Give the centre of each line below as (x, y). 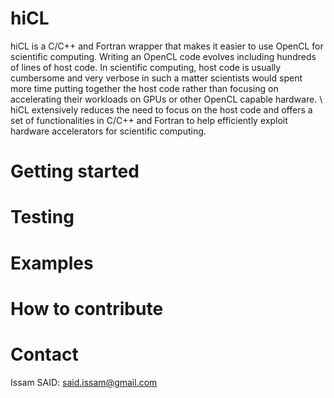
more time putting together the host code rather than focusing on (144, 88)
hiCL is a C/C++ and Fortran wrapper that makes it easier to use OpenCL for (167, 46)
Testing (42, 217)
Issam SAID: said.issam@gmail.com (84, 382)
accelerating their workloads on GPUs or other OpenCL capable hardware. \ (166, 99)
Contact (44, 354)
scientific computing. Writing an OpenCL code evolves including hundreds (163, 56)
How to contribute (87, 308)
